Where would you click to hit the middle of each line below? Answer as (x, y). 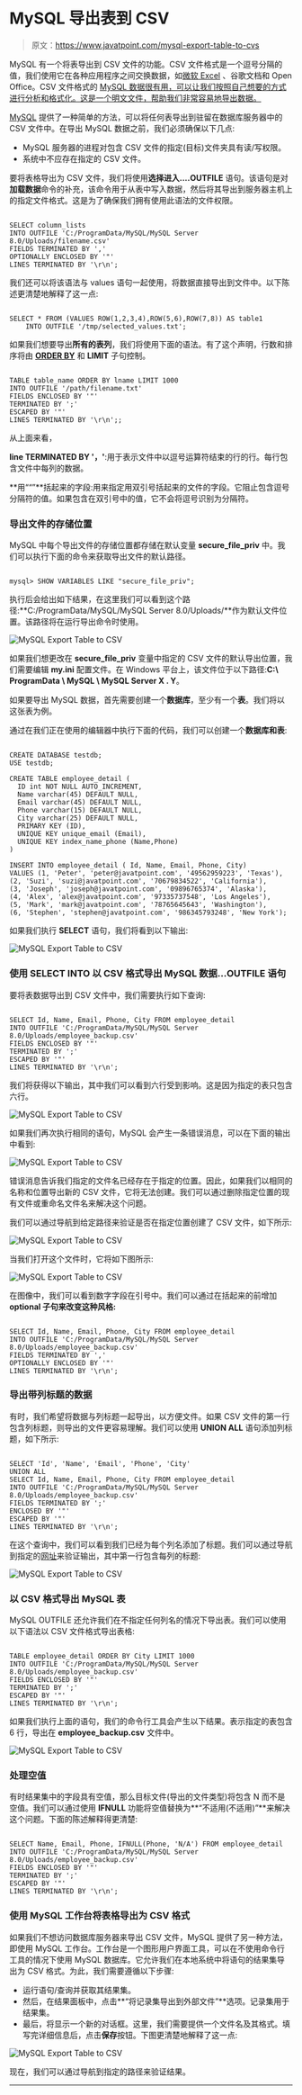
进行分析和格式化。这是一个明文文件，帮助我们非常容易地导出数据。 (135, 98)
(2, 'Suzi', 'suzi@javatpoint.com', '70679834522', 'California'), (138, 881)
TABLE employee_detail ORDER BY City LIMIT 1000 (102, 1657)
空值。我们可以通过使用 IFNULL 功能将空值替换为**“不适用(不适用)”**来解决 (150, 1808)
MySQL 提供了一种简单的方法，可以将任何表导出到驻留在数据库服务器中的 (146, 117)
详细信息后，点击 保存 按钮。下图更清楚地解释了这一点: (138, 2035)
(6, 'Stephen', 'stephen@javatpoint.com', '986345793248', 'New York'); (148, 913)
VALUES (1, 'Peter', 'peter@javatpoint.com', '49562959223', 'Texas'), (146, 874)
